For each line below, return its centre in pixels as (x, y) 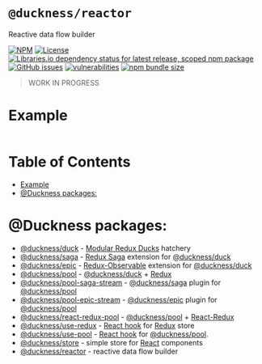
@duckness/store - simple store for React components (112, 342)
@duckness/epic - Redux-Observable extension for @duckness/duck (136, 265)
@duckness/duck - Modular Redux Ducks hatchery (106, 248)
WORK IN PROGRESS (63, 83)
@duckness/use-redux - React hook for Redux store (107, 325)
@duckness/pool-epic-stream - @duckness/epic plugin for (118, 299)
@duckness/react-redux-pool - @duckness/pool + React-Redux (127, 316)
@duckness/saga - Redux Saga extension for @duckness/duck (126, 256)
